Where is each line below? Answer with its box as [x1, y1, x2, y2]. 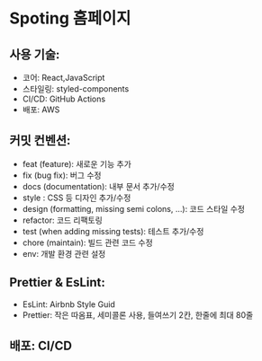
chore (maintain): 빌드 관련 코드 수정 [22, 237, 153, 248]
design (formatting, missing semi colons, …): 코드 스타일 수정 [22, 203, 246, 214]
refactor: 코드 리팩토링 [22, 215, 104, 225]
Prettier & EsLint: [9, 275, 105, 290]
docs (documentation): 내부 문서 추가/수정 [22, 180, 176, 191]
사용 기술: [9, 47, 60, 62]
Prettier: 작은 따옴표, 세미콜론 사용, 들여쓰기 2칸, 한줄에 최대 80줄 [22, 309, 254, 320]
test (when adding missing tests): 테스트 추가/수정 [22, 225, 204, 236]
